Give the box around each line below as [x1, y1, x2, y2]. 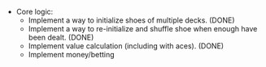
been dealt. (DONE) [28, 32, 94, 42]
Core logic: [15, 7, 54, 16]
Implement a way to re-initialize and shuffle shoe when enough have [28, 24, 258, 33]
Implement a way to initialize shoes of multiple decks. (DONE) [28, 15, 235, 25]
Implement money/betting [28, 50, 116, 59]
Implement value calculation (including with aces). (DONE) [28, 41, 225, 51]
